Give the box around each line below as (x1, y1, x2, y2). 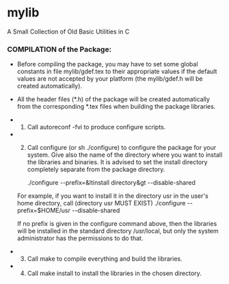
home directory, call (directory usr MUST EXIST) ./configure (16, 199, 186, 207)
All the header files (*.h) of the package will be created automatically (16, 95, 211, 103)
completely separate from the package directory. (27, 166, 165, 174)
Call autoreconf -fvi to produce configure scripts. (27, 123, 166, 131)
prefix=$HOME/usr (16, 207, 70, 215)
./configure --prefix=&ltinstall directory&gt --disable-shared (27, 179, 196, 187)
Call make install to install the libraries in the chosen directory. (27, 269, 202, 278)
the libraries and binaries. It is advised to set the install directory (27, 158, 208, 166)
